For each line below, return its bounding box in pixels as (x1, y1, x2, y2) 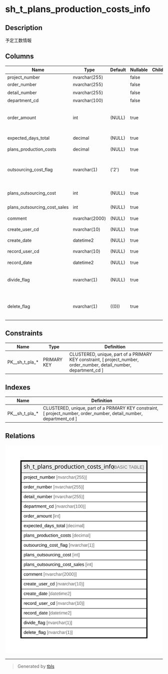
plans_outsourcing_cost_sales (7, 204, 69, 210)
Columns (5, 52, 34, 61)
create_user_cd (7, 226, 39, 232)
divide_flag (7, 276, 30, 282)
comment (7, 215, 27, 221)
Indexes (5, 383, 31, 392)
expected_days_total (7, 135, 50, 141)
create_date (7, 237, 32, 243)
